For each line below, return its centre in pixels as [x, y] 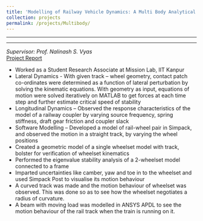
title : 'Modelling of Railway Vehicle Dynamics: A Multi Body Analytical [101, 12]
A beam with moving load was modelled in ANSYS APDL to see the [98, 205]
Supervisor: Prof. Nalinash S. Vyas [49, 51]
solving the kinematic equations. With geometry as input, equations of [102, 89]
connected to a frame [42, 167]
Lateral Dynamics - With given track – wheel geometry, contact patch [101, 76]
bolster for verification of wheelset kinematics [72, 153]
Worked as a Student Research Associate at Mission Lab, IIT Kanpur [100, 70]
